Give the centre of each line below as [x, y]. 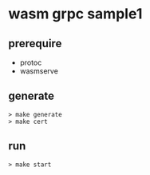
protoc [31, 62]
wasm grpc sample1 [75, 14]
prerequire [35, 44]
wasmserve [39, 71]
